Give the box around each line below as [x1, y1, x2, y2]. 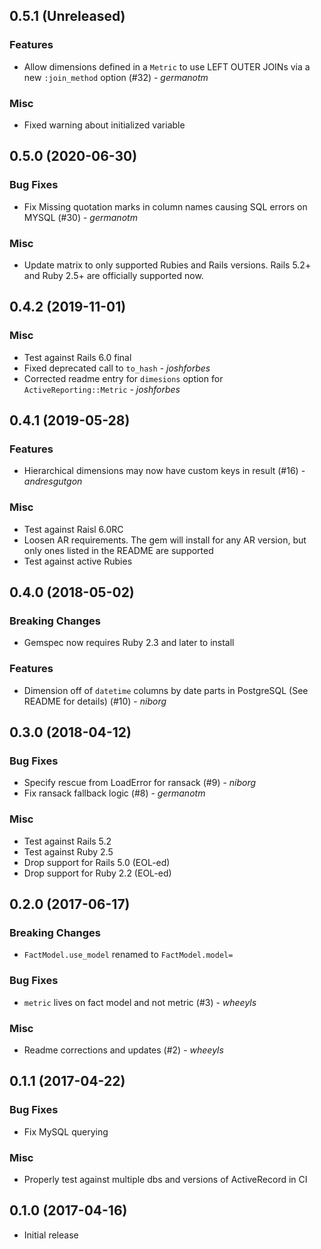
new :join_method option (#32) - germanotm [23, 71, 209, 83]
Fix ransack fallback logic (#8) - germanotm [23, 787, 206, 799]
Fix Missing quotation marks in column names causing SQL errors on [23, 200, 308, 213]
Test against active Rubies [23, 555, 133, 567]
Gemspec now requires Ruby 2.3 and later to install [23, 637, 235, 649]
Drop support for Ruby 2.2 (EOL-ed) [23, 867, 172, 879]
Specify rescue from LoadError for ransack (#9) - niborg [23, 777, 257, 789]
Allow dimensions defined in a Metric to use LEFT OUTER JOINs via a [23, 60, 311, 73]
